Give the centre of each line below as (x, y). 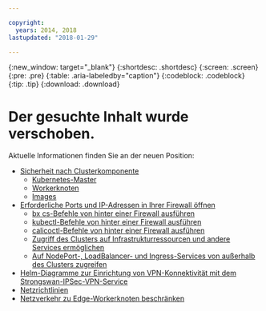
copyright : (26, 22)
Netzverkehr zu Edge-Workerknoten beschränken (102, 299)
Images (44, 197)
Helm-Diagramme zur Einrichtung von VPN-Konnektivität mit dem (128, 273)
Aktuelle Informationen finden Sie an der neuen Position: (101, 156)
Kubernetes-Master (64, 180)
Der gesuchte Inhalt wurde (99, 116)
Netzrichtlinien (44, 290)
